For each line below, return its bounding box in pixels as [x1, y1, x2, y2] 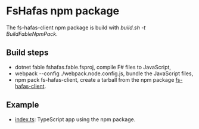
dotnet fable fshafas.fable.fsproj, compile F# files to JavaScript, [14, 63, 172, 70]
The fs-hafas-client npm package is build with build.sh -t [6, 24, 146, 31]
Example [6, 100, 39, 110]
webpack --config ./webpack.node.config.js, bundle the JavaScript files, [14, 70, 194, 77]
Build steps [6, 48, 49, 58]
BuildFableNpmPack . [6, 30, 58, 37]
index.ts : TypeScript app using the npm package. [14, 115, 136, 123]
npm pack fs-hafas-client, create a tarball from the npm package [14, 76, 175, 83]
